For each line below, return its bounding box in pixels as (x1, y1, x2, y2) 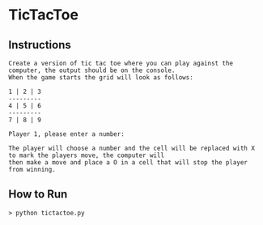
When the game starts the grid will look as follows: (8, 74, 194, 82)
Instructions (8, 38, 71, 52)
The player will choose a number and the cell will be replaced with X (8, 144, 255, 152)
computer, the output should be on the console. (8, 66, 176, 74)
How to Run (8, 188, 68, 202)
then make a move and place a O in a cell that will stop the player (8, 159, 248, 167)
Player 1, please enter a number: (8, 130, 125, 138)
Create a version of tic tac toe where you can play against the (8, 59, 233, 67)
